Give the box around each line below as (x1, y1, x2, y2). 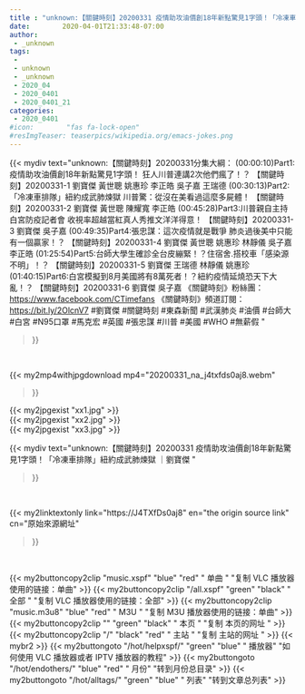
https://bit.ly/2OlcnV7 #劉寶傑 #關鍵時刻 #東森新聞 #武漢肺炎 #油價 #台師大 (9, 305, 292, 316)
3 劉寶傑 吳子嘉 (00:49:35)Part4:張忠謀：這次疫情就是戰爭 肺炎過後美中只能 (9, 225, 293, 236)
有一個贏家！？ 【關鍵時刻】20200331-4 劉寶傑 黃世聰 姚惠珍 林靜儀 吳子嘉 (9, 237, 292, 248)
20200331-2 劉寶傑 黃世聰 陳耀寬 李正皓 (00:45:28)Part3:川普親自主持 (25, 202, 289, 213)
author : (9, 30, 39, 39)
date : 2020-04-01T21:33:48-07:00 (9, 22, 165, 31)
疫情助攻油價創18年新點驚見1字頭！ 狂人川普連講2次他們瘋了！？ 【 (9, 169, 261, 180)
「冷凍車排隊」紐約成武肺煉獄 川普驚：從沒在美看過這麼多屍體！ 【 (9, 191, 261, 202)
